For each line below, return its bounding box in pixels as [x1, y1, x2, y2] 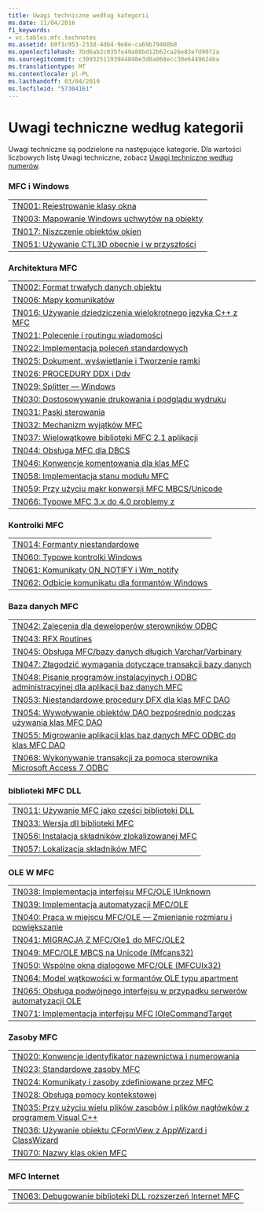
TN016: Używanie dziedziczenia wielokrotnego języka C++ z [12, 307, 238, 318]
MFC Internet [8, 1171, 60, 1182]
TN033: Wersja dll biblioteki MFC [12, 818, 134, 829]
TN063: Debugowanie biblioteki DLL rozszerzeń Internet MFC [12, 1190, 240, 1201]
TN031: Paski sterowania [12, 406, 106, 417]
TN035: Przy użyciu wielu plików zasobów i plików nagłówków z [12, 1103, 250, 1114]
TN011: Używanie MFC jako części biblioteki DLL [12, 804, 195, 815]
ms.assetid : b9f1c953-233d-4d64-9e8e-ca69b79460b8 [8, 41, 178, 49]
